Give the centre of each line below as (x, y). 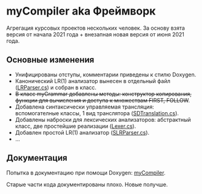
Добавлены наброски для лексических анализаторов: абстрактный (103, 119)
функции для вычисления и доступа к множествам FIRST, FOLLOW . (102, 100)
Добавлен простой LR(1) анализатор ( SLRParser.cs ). (82, 132)
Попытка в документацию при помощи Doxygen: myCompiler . (86, 172)
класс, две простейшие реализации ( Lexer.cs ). (76, 126)
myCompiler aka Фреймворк (81, 11)
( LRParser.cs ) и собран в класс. (56, 87)
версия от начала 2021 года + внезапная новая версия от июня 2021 (96, 34)
